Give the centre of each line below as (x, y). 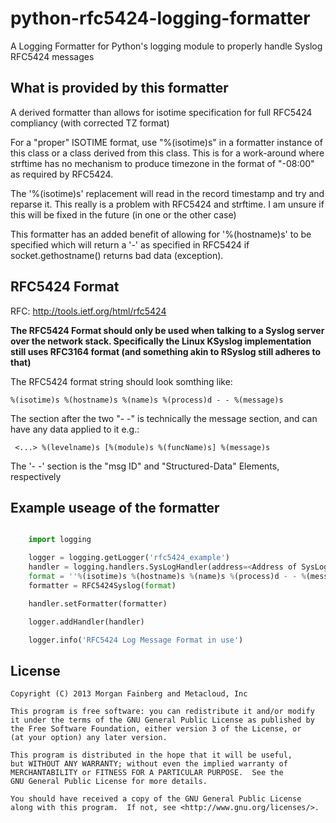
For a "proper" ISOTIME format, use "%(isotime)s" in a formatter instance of (166, 142)
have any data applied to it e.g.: (75, 429)
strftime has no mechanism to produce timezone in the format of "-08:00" (162, 163)
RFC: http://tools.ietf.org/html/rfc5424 (88, 311)
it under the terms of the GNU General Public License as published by (162, 720)
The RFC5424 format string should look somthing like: (121, 381)
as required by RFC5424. (62, 174)
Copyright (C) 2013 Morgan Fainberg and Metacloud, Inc (129, 694)
